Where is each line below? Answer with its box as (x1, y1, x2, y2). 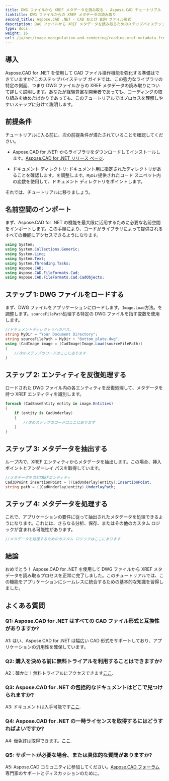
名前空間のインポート (5, 205, 71, 214)
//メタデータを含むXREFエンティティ (5, 475, 71, 480)
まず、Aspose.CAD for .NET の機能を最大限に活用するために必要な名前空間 (5, 220, 161, 226)
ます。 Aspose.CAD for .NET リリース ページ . (12, 155, 105, 161)
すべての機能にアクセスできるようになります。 (5, 232, 102, 238)
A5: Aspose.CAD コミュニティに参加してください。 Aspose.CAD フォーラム (5, 764, 160, 770)
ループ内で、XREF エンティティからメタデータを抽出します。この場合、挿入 (5, 459, 162, 465)
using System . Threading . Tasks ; (5, 261, 71, 266)
